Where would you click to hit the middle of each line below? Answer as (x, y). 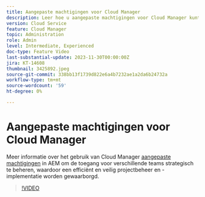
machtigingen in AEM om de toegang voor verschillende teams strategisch (100, 163)
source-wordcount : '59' (37, 86)
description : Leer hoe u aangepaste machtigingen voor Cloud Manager (97, 18)
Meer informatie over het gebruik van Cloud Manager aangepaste (89, 157)
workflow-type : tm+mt (34, 80)
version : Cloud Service (37, 23)
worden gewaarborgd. (71, 176)
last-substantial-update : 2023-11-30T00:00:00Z (68, 57)
